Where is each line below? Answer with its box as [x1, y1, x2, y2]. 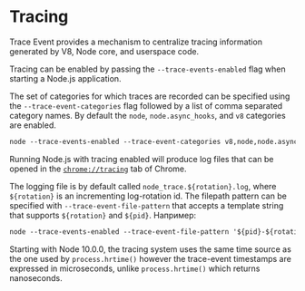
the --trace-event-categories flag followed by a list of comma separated [9, 100, 283, 111]
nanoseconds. [9, 272, 64, 283]
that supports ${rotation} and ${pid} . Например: [9, 209, 197, 220]
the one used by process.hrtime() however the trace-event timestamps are [9, 253, 292, 264]
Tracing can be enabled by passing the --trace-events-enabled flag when [9, 63, 286, 74]
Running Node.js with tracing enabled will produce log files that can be [9, 153, 274, 164]
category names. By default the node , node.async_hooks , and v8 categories [9, 110, 286, 121]
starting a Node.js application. [9, 73, 122, 83]
